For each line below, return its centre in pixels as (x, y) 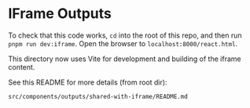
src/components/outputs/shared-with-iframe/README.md (98, 96)
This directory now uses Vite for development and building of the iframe (125, 59)
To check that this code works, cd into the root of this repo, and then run (125, 35)
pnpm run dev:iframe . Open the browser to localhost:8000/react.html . (123, 43)
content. (22, 67)
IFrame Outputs (60, 14)
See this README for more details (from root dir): (88, 82)
